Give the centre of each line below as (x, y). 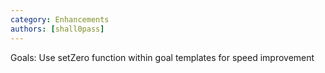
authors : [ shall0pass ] (57, 29)
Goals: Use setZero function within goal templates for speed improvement (162, 57)
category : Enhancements (60, 19)
